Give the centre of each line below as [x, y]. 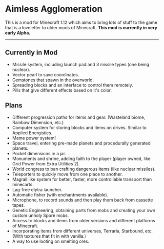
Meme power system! [34, 138]
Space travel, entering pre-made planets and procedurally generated [81, 143]
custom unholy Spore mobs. [41, 215]
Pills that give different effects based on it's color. [62, 90]
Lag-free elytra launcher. [37, 189]
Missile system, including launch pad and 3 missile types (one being [81, 64]
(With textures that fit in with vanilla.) [49, 236]
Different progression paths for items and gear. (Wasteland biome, [79, 117]
